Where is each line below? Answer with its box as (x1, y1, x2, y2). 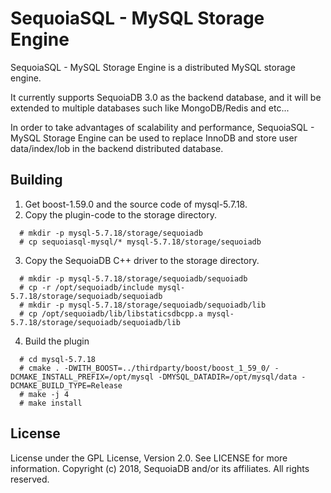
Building (10, 172, 63, 189)
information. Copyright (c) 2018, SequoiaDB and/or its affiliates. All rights (10, 462, 310, 474)
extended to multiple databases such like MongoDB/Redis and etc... (10, 102, 290, 114)
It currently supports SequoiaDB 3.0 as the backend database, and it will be (10, 91, 322, 103)
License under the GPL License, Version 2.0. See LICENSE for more (10, 452, 288, 464)
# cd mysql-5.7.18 (19, 354, 97, 364)
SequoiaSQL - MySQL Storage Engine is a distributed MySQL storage (10, 61, 296, 73)
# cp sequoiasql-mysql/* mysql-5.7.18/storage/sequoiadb (19, 237, 262, 247)
